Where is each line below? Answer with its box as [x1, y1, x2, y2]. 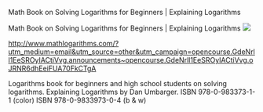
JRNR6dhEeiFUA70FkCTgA [8, 63, 97, 73]
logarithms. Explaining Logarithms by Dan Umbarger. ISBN [8, 87, 197, 96]
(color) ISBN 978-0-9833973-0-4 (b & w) [13, 96, 147, 105]
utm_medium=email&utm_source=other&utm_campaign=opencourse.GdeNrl [8, 47, 255, 56]
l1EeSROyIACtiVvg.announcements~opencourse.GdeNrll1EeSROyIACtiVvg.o [8, 56, 254, 64]
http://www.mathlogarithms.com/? [8, 39, 119, 48]
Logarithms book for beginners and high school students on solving [8, 79, 228, 88]
